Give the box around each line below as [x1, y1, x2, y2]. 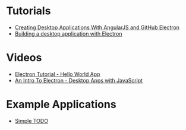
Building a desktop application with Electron [14, 30, 122, 37]
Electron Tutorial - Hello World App [14, 70, 100, 78]
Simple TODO [14, 117, 49, 124]
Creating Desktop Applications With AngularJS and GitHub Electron [14, 24, 180, 31]
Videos [6, 51, 42, 65]
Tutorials [6, 4, 51, 18]
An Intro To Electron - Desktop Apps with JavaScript [14, 77, 143, 84]
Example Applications [6, 98, 117, 111]
